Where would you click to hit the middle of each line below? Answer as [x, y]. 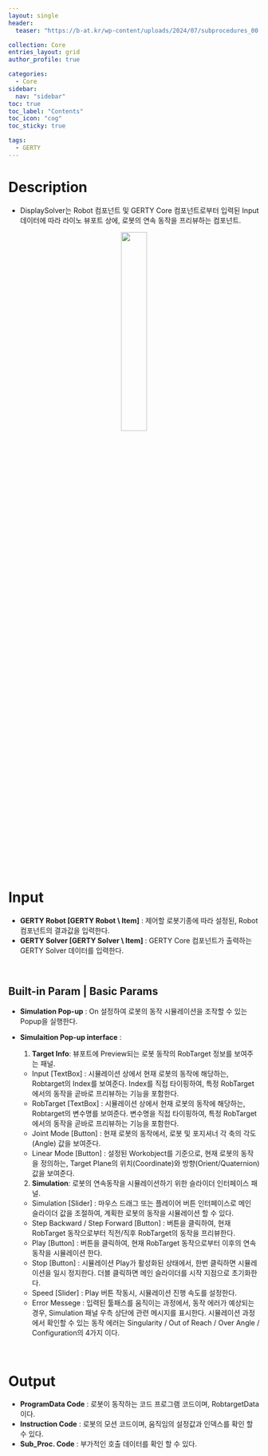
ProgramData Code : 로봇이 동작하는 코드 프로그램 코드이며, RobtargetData [139, 1404]
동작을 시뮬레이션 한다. [67, 1253]
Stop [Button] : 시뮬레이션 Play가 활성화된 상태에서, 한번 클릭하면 [134, 1263]
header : [21, 23]
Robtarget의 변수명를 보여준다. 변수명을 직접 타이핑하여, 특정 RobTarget [144, 1114]
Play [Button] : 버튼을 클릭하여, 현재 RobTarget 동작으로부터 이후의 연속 [144, 1243]
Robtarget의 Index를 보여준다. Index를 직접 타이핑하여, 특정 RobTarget [143, 1084]
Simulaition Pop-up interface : [71, 1037]
